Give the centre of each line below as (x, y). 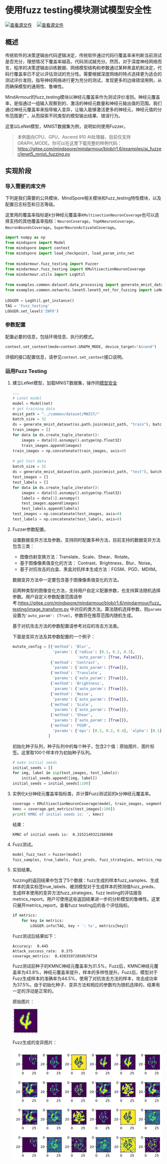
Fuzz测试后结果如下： (35, 936)
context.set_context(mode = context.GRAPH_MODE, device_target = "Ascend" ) (81, 347)
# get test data (29, 461)
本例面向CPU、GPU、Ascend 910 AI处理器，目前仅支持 (74, 137)
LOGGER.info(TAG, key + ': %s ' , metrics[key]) (80, 926)
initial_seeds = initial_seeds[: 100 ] (51, 783)
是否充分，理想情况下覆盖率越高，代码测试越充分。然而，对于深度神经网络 (81, 61)
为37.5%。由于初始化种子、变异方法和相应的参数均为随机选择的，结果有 (86, 985)
